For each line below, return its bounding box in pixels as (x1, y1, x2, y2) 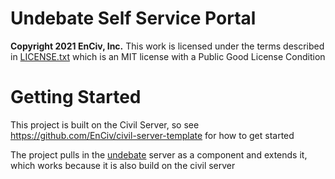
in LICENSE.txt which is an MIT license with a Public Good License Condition (10, 50, 326, 62)
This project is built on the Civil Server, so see (10, 118, 200, 131)
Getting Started (10, 86, 142, 109)
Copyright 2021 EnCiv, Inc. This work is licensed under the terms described (10, 40, 325, 52)
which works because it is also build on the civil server (10, 159, 236, 171)
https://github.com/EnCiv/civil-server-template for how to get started (10, 129, 295, 141)
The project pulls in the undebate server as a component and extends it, (10, 148, 308, 161)
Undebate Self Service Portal (10, 7, 257, 30)
